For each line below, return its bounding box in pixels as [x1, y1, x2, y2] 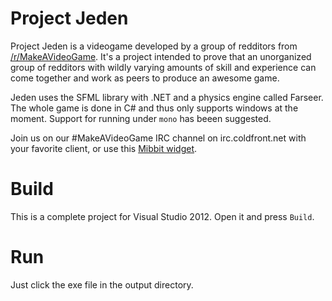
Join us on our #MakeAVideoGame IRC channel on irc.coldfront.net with [10, 132, 307, 144]
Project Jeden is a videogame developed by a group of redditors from [10, 40, 298, 52]
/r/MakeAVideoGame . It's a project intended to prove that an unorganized [10, 50, 312, 62]
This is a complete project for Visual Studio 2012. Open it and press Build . [10, 210, 315, 222]
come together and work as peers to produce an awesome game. [10, 72, 280, 84]
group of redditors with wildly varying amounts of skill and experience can [10, 61, 317, 73]
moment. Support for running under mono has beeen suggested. [10, 112, 272, 124]
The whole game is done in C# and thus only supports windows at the [10, 102, 299, 114]
